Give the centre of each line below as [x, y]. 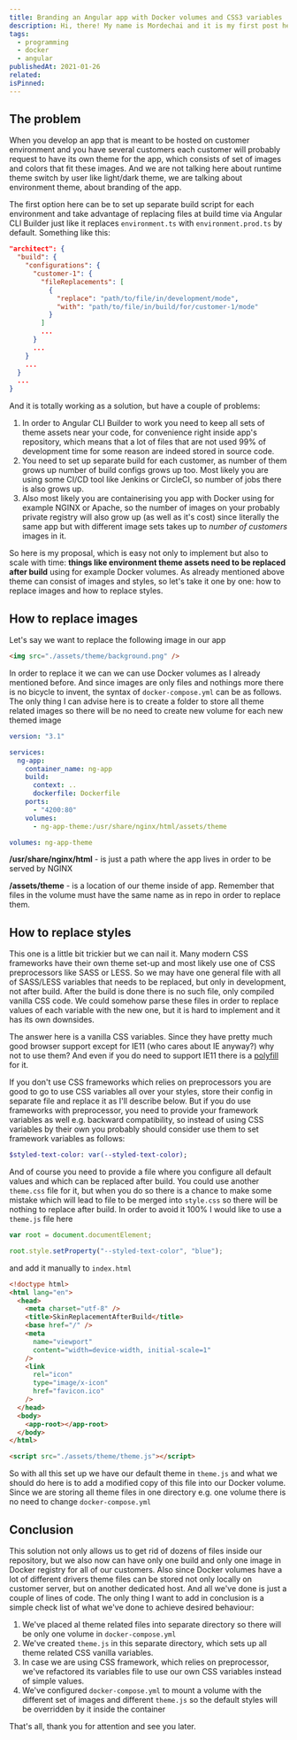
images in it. [44, 536]
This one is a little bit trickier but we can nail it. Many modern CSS [129, 954]
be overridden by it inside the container [94, 1709]
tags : [19, 34]
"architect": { [37, 249]
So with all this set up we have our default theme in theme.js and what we [144, 1473]
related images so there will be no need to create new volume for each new [146, 710]
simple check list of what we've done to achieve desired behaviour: [132, 1607]
